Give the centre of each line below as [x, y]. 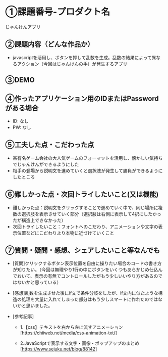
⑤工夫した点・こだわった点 [50, 145]
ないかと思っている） [39, 282]
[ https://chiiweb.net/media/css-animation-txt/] [68, 333]
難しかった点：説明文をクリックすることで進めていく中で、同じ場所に [85, 207]
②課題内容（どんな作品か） [50, 44]
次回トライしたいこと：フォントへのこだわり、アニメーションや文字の [85, 227]
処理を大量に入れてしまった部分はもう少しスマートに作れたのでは [90, 299]
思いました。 [39, 306]
